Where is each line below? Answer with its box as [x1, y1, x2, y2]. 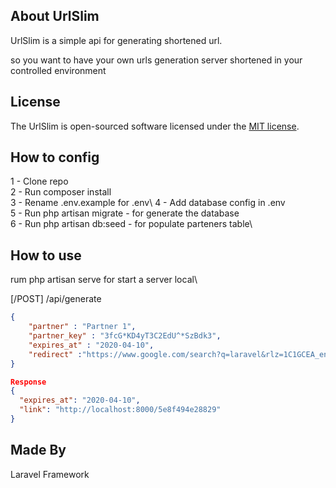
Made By [10, 442, 67, 459]
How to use [10, 247, 82, 264]
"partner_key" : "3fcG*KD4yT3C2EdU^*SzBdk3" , [28, 331, 222, 341]
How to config [10, 149, 100, 166]
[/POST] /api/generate [10, 293, 102, 305]
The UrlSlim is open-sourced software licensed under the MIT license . [10, 120, 300, 132]
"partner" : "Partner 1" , [28, 322, 137, 332]
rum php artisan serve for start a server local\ [10, 274, 198, 286]
